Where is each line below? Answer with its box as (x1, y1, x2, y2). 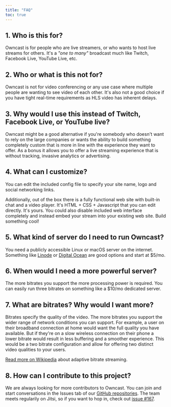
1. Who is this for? (5, 31, 63, 40)
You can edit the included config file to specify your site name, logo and (5, 181, 157, 187)
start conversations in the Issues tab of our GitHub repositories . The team (5, 390, 160, 396)
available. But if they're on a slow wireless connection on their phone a (5, 330, 154, 337)
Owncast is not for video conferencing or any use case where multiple (5, 84, 153, 90)
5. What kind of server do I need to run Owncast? (5, 233, 164, 242)
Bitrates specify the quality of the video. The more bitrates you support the (5, 314, 162, 320)
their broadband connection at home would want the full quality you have (5, 325, 159, 331)
